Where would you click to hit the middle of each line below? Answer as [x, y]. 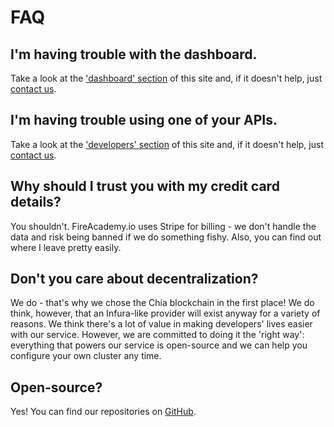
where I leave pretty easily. [66, 247]
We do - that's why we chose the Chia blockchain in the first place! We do [162, 303]
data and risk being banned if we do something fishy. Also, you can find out [166, 237]
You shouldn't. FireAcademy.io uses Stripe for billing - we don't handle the [163, 226]
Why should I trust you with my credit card [145, 186]
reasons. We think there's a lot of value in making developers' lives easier [161, 324]
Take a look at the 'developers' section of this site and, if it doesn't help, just [167, 144]
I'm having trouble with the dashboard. [134, 54]
